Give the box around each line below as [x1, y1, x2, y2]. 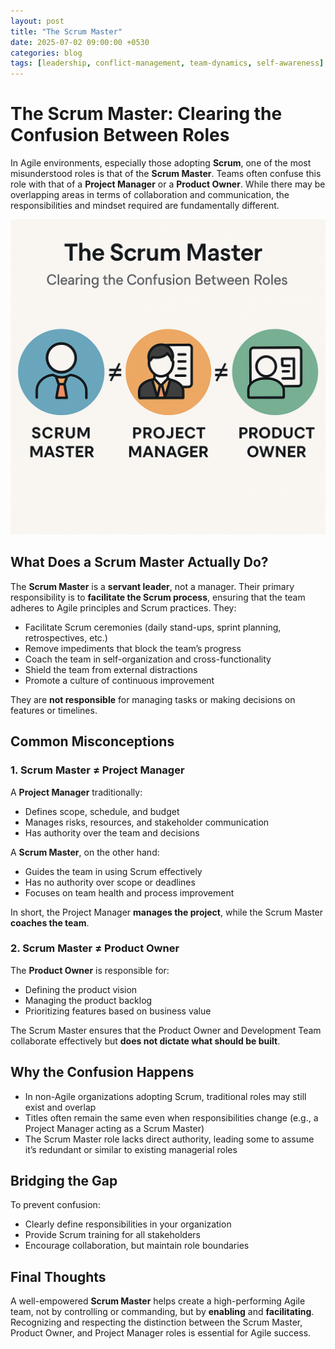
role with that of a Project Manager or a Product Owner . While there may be [10, 178, 326, 190]
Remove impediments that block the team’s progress [24, 642, 242, 654]
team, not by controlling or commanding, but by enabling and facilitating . [10, 1306, 315, 1318]
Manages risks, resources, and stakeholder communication [24, 816, 270, 828]
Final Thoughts [10, 1268, 107, 1285]
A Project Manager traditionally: [10, 786, 143, 798]
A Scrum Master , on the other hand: [10, 846, 160, 858]
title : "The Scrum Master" [10, 26, 123, 37]
